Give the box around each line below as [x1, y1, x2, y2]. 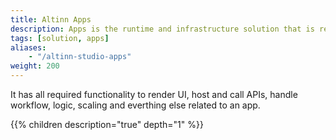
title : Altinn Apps [10, 14, 92, 25]
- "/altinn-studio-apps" [28, 52, 132, 62]
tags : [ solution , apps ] [10, 33, 110, 43]
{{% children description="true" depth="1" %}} [10, 119, 204, 130]
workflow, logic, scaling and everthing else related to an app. [10, 99, 261, 111]
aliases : [10, 42, 47, 53]
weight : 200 [10, 61, 60, 71]
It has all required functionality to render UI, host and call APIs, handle [10, 89, 298, 100]
